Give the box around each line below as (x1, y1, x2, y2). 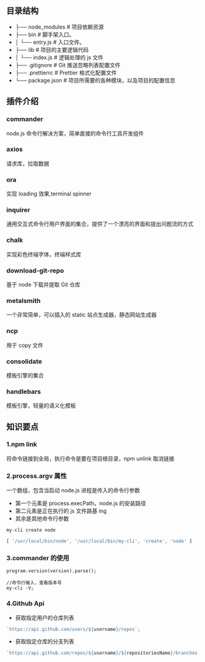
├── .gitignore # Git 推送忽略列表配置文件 (15, 61, 121, 68)
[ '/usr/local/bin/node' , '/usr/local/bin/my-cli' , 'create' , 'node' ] (6, 538, 192, 545)
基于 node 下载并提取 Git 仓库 (6, 280, 81, 288)
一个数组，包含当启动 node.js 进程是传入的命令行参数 (6, 487, 140, 494)
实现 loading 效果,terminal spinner (6, 190, 92, 197)
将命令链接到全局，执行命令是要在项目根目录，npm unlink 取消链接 (6, 454, 175, 462)
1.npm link (6, 440, 38, 449)
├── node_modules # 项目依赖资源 (15, 23, 104, 31)
